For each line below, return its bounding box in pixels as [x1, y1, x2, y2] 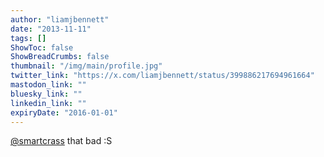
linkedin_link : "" [10, 98, 87, 108]
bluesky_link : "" [10, 89, 83, 99]
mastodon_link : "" [10, 80, 87, 90]
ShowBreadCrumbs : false [10, 52, 110, 62]
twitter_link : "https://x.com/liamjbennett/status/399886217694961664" [10, 71, 315, 81]
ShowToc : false [10, 42, 74, 53]
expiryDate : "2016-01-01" [10, 107, 118, 118]
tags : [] [10, 33, 47, 43]
